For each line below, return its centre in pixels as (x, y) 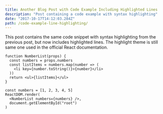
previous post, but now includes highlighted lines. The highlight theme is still (81, 42)
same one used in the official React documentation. (57, 47)
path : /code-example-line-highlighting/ (47, 23)
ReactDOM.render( (23, 95)
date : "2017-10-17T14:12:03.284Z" (40, 19)
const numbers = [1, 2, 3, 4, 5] (39, 91)
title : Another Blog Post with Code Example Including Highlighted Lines (81, 9)
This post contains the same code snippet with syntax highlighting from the (81, 37)
